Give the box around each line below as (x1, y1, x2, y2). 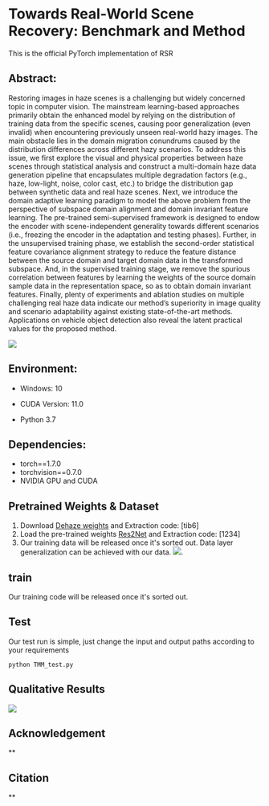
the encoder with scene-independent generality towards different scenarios (8, 221, 259, 231)
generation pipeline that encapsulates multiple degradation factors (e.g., (8, 170, 247, 179)
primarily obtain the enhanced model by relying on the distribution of (8, 110, 235, 120)
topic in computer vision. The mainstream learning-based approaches (8, 101, 239, 111)
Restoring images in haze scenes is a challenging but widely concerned (8, 93, 246, 103)
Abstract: (8, 72, 57, 85)
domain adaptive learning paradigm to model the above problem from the (8, 195, 251, 205)
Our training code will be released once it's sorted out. (8, 592, 189, 601)
